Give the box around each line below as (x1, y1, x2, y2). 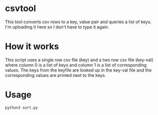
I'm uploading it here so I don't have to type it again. (5, 24, 109, 29)
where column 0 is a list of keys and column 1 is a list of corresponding (5, 62, 147, 68)
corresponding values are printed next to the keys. (5, 72, 106, 78)
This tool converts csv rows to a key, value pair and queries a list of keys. (5, 19, 152, 25)
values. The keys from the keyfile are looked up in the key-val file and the (5, 67, 152, 73)
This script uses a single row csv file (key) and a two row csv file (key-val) (5, 57, 154, 63)
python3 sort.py (5, 105, 38, 110)
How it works (5, 41, 59, 52)
